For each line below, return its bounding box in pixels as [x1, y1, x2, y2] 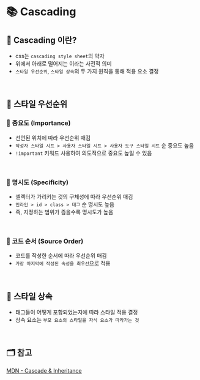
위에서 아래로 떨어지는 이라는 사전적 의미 [15, 60, 112, 67]
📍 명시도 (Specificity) [6, 178, 69, 187]
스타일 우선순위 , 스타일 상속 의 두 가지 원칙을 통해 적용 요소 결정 [15, 68, 159, 75]
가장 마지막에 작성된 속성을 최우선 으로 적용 [15, 259, 111, 267]
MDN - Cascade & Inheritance [6, 367, 82, 374]
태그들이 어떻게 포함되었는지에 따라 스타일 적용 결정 [15, 308, 138, 316]
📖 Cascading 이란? [6, 35, 77, 45]
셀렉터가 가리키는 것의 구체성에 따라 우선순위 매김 [15, 193, 133, 200]
